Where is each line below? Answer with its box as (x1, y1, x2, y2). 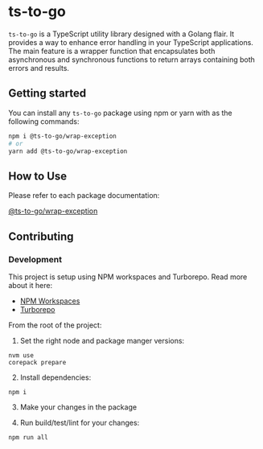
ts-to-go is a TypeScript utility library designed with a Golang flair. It (8, 29, 235, 39)
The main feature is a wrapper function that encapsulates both (8, 46, 216, 56)
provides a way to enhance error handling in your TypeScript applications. (8, 37, 253, 47)
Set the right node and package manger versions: (19, 336, 185, 345)
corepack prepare (8, 358, 67, 366)
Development (8, 253, 63, 265)
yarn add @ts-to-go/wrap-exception (8, 147, 128, 155)
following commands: (8, 116, 80, 126)
